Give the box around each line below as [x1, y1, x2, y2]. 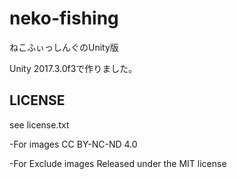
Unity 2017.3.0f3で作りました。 [9, 62, 138, 74]
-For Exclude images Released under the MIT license [9, 157, 227, 169]
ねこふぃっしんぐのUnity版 [9, 41, 119, 53]
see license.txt [9, 118, 70, 131]
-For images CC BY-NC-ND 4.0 [9, 138, 138, 150]
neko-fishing [9, 7, 119, 30]
